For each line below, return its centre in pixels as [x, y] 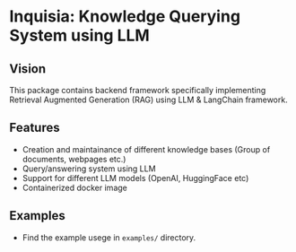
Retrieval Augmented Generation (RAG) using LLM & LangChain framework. [149, 100]
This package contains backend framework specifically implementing [138, 90]
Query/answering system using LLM [89, 169]
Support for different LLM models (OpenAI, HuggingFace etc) [135, 178]
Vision [28, 69]
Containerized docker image [74, 187]
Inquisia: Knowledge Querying [125, 17]
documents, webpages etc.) [74, 159]
